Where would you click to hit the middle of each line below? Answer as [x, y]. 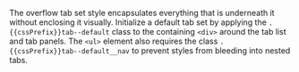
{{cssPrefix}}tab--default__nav [69, 52]
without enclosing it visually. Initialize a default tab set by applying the [138, 22]
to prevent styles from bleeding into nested [211, 51]
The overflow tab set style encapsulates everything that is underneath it [142, 13]
